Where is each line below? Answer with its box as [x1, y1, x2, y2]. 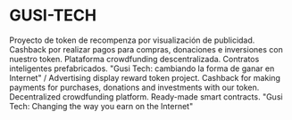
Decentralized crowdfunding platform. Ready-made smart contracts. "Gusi [9, 91, 283, 102]
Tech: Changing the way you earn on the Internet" [9, 100, 194, 111]
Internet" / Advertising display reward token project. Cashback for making [9, 72, 281, 83]
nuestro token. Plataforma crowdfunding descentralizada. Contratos [9, 53, 260, 64]
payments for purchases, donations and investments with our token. [9, 82, 260, 92]
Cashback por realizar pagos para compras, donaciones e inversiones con [9, 44, 283, 54]
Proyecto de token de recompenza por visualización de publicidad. [9, 35, 255, 45]
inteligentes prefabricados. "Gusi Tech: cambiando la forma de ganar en [9, 63, 275, 74]
